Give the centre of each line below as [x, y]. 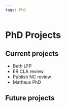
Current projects [32, 54]
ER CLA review [28, 71]
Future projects [30, 98]
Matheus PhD [27, 82]
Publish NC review [32, 77]
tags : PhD [16, 10]
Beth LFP [22, 66]
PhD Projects [33, 35]
